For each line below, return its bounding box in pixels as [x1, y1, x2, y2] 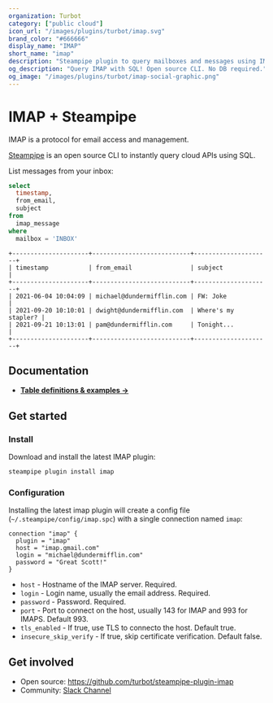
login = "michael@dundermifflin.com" [15, 551, 144, 560]
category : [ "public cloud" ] [8, 20, 104, 28]
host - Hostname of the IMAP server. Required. [19, 579, 177, 590]
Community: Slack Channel [19, 685, 111, 696]
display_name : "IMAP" [8, 42, 82, 50]
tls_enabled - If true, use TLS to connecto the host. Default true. [19, 623, 236, 633]
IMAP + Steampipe [8, 107, 136, 126]
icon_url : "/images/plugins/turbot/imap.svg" [8, 27, 165, 35]
